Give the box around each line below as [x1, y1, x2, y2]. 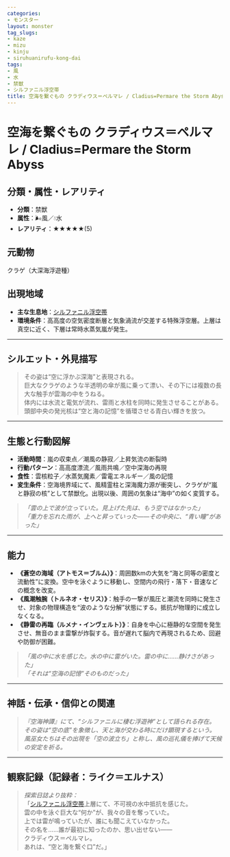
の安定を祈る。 [23, 742, 66, 751]
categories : [7, 10, 41, 17]
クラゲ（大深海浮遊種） [7, 266, 73, 274]
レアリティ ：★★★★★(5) [16, 224, 92, 233]
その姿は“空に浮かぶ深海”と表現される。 [23, 373, 138, 381]
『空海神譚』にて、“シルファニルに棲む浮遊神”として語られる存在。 [23, 717, 216, 725]
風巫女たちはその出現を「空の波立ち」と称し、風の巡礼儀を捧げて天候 [23, 734, 222, 742]
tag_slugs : [7, 29, 38, 36]
